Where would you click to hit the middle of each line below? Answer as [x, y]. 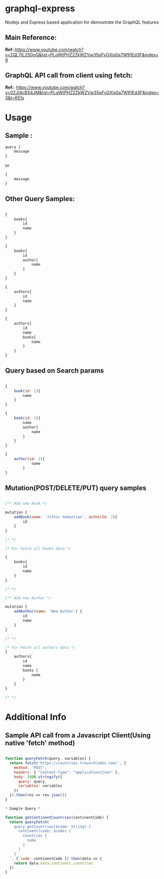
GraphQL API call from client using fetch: [69, 75]
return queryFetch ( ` [30, 822]
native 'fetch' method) [40, 743]
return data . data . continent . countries [54, 863]
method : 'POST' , [31, 767]
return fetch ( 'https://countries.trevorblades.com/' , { [68, 763]
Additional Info [36, 717]
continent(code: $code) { [44, 831]
